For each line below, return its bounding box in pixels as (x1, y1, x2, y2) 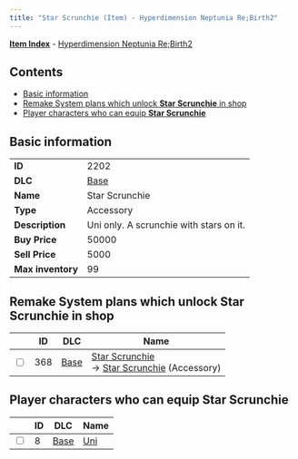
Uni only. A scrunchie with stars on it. (86, 219, 245, 231)
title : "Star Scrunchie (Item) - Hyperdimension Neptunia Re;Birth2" (9, 13, 279, 23)
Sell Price (14, 249, 56, 261)
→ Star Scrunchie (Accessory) (91, 362, 222, 375)
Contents (9, 64, 64, 80)
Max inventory (14, 263, 79, 276)
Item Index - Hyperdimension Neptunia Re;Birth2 (9, 38, 193, 49)
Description (14, 219, 66, 231)
